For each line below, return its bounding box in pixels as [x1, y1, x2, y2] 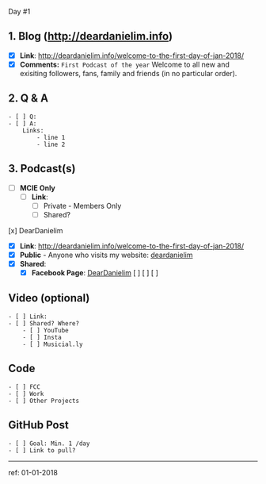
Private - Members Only [43, 201, 122, 210]
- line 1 [36, 133, 66, 141]
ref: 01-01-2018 [8, 467, 58, 477]
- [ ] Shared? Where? [8, 319, 80, 328]
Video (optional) [8, 291, 90, 305]
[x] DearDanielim [8, 225, 63, 235]
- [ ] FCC [8, 382, 41, 391]
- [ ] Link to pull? [8, 446, 77, 455]
